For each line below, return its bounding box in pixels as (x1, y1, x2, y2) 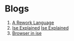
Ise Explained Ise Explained (12, 24, 69, 30)
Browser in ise (12, 30, 42, 36)
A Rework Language (12, 19, 54, 25)
